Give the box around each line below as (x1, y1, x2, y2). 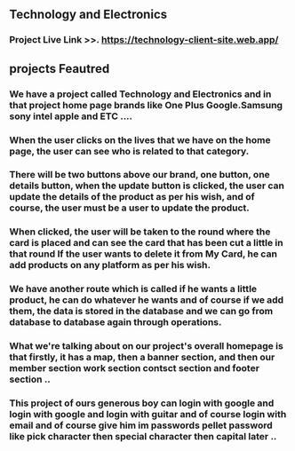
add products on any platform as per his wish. (9, 259, 211, 272)
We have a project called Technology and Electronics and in (9, 88, 272, 100)
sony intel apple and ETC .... (9, 110, 133, 123)
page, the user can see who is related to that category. (9, 145, 250, 157)
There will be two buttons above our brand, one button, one (9, 169, 271, 181)
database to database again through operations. (9, 316, 222, 328)
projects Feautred (9, 61, 110, 76)
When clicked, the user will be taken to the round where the (9, 225, 271, 238)
